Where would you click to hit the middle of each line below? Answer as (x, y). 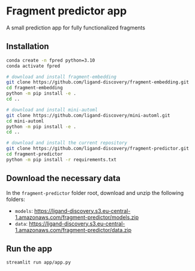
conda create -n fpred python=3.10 (51, 60)
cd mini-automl (25, 121)
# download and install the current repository (67, 143)
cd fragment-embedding (34, 88)
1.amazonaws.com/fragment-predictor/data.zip (73, 230)
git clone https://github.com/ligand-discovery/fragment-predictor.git (97, 149)
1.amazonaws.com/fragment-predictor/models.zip (77, 217)
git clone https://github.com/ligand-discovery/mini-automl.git (88, 115)
